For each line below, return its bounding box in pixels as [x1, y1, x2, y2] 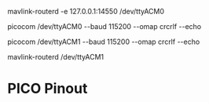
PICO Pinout [7, 80, 88, 97]
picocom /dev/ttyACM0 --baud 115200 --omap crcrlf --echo [7, 22, 202, 31]
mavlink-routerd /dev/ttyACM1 [7, 53, 104, 61]
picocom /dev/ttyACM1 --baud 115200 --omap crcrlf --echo [7, 37, 200, 46]
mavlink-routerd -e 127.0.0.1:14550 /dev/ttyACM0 [7, 7, 165, 16]
